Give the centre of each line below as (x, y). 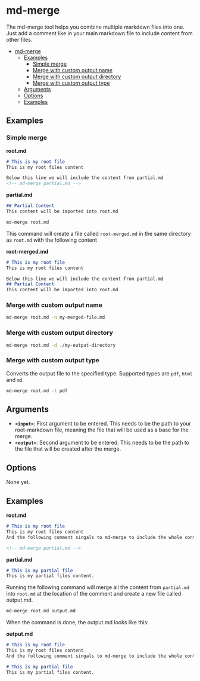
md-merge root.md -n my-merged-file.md (56, 318)
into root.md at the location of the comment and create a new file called (94, 594)
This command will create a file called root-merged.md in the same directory (99, 233)
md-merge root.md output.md (41, 611)
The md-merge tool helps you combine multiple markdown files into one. (95, 27)
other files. (19, 39)
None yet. (18, 482)
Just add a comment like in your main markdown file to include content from (99, 33)
